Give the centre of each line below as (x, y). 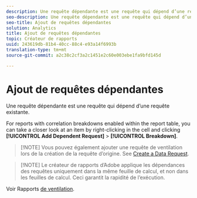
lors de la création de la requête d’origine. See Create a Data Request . (105, 153)
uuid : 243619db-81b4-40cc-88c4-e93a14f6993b (61, 45)
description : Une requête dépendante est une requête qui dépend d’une (95, 11)
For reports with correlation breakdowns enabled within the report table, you (98, 123)
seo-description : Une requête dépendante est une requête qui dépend (93, 17)
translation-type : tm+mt (36, 50)
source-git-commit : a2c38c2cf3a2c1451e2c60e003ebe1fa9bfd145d (84, 55)
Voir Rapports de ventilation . (40, 189)
